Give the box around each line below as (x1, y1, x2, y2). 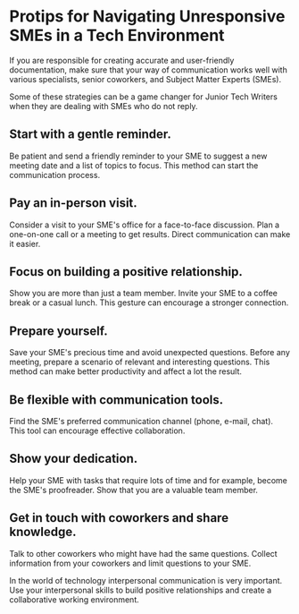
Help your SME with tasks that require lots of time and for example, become (9, 474, 287, 485)
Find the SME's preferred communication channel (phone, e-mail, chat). (9, 416, 274, 426)
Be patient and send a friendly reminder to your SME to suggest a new (9, 150, 268, 161)
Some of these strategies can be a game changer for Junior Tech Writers (9, 91, 278, 102)
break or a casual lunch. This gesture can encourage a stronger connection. (9, 297, 289, 308)
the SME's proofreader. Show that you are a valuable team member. (9, 484, 259, 495)
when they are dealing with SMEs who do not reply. (9, 100, 198, 111)
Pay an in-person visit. (9, 195, 138, 211)
